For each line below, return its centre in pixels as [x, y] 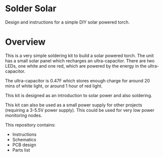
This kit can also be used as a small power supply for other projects [74, 105]
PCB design [24, 145]
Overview [25, 42]
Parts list [21, 150]
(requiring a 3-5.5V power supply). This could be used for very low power [80, 110]
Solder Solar [31, 9]
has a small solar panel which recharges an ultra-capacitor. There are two [80, 61]
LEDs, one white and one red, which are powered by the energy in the [76, 66]
